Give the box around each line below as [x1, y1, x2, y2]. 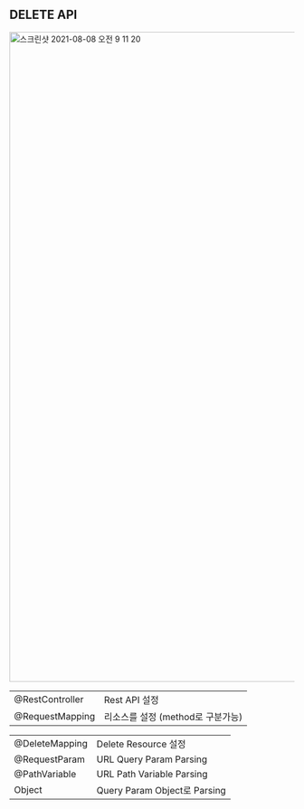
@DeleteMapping [14, 737, 89, 749]
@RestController [14, 692, 84, 705]
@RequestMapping [14, 709, 96, 722]
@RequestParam [14, 753, 86, 766]
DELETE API [9, 7, 78, 23]
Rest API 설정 [103, 693, 159, 706]
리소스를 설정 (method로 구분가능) [103, 710, 243, 723]
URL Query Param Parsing [96, 753, 208, 766]
